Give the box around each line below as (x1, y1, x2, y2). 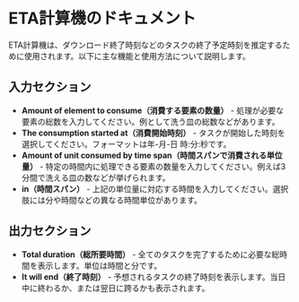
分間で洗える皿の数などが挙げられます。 (21, 172, 171, 183)
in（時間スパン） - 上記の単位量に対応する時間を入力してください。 (21, 183, 273, 194)
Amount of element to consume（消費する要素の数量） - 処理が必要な (21, 105, 285, 116)
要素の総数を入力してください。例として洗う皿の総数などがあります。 (21, 116, 280, 126)
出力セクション (8, 223, 92, 238)
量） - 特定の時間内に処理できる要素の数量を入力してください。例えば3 (21, 160, 286, 171)
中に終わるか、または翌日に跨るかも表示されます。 (21, 282, 210, 293)
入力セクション (8, 80, 92, 95)
